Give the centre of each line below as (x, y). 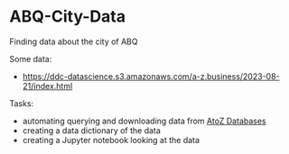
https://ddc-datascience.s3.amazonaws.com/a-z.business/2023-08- (151, 76)
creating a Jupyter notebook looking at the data (111, 140)
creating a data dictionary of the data (91, 130)
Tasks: (22, 103)
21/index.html (47, 86)
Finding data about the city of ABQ (74, 41)
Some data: (31, 59)
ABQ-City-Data (68, 17)
